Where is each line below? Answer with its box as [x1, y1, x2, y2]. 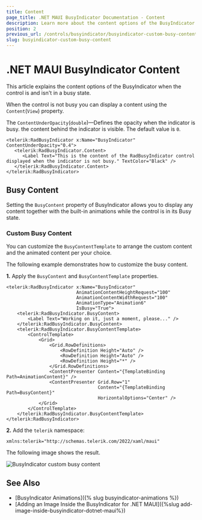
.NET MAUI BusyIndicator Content [6, 63, 180, 77]
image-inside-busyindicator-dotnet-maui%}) [14, 507, 126, 514]
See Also [6, 478, 40, 489]
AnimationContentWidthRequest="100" [76, 295, 168, 301]
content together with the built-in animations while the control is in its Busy [6, 208, 192, 215]
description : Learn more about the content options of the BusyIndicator [6, 20, 195, 26]
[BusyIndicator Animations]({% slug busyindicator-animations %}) [14, 494, 179, 501]
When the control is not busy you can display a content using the [6, 101, 167, 108]
